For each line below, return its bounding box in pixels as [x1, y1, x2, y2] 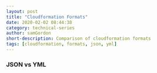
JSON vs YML [6, 60, 46, 68]
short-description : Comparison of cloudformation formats [6, 36, 151, 41]
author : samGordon [6, 30, 51, 36]
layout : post [6, 8, 38, 15]
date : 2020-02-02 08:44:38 [6, 19, 72, 25]
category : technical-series [6, 25, 75, 31]
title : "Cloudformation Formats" [6, 14, 88, 20]
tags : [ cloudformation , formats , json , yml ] [6, 41, 117, 47]
